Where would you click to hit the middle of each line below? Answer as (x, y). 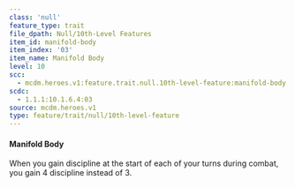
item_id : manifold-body (53, 42)
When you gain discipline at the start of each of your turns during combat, (144, 163)
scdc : (19, 91)
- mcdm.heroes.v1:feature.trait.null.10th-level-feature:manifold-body (152, 83)
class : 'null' (35, 17)
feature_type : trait (47, 26)
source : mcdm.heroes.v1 (53, 108)
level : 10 (27, 67)
